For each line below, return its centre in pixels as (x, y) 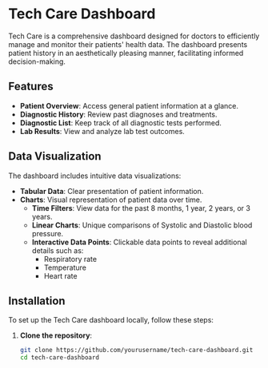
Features (31, 87)
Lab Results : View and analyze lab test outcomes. (102, 131)
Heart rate (60, 275)
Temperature (65, 267)
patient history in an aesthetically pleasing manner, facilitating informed (126, 53)
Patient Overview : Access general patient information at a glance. (129, 105)
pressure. (48, 233)
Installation (37, 301)
